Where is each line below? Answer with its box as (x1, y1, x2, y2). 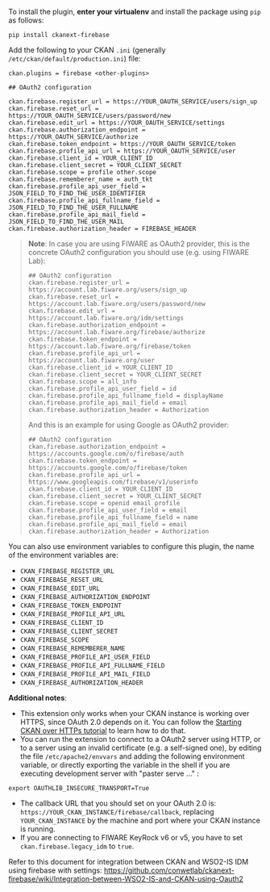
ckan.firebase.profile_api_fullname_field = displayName (27, 392, 224, 400)
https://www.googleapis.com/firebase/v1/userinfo (27, 478, 199, 486)
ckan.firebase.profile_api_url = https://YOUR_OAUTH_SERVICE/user (8, 147, 236, 155)
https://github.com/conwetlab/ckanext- (103, 865, 235, 875)
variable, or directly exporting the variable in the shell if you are (19, 760, 231, 769)
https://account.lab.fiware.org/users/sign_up (27, 286, 188, 294)
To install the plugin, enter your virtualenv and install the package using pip (8, 7, 261, 16)
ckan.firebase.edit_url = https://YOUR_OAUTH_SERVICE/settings (8, 119, 226, 127)
